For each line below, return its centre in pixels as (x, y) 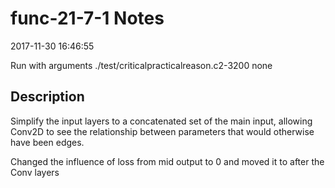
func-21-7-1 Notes (87, 18)
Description (47, 97)
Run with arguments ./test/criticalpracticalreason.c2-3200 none (141, 65)
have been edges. (47, 142)
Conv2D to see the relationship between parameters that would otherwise (162, 131)
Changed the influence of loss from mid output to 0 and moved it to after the (167, 161)
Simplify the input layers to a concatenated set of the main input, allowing (161, 121)
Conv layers (35, 172)
